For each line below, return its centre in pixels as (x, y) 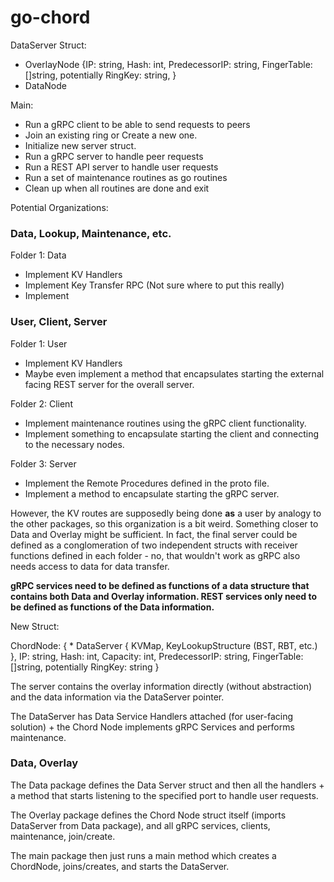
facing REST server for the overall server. (109, 384)
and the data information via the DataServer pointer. (117, 697)
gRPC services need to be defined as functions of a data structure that (160, 585)
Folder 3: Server (43, 463)
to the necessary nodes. (74, 444)
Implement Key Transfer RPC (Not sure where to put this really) (154, 285)
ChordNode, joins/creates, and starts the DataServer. (120, 866)
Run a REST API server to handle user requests (121, 167)
